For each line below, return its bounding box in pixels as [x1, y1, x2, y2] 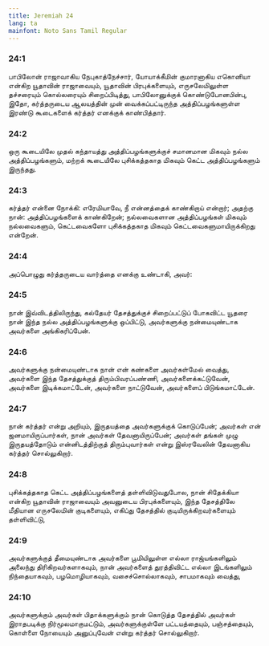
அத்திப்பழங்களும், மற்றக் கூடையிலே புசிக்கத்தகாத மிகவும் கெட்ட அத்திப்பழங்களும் [8, 155, 261, 165]
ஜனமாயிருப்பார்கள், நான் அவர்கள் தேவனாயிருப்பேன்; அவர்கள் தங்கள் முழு [8, 430, 238, 440]
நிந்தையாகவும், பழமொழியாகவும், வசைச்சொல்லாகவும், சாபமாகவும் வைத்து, [8, 571, 241, 581]
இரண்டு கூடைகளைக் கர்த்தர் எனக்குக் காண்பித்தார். [8, 108, 167, 117]
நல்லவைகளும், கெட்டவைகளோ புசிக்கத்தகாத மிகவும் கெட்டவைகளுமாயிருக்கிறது [8, 221, 255, 231]
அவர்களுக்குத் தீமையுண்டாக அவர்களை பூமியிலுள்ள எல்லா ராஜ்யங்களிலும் [8, 553, 237, 563]
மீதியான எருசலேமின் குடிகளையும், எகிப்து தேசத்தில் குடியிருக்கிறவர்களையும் [8, 505, 236, 514]
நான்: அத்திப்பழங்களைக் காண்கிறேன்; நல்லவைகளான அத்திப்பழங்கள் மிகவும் [8, 212, 247, 221]
